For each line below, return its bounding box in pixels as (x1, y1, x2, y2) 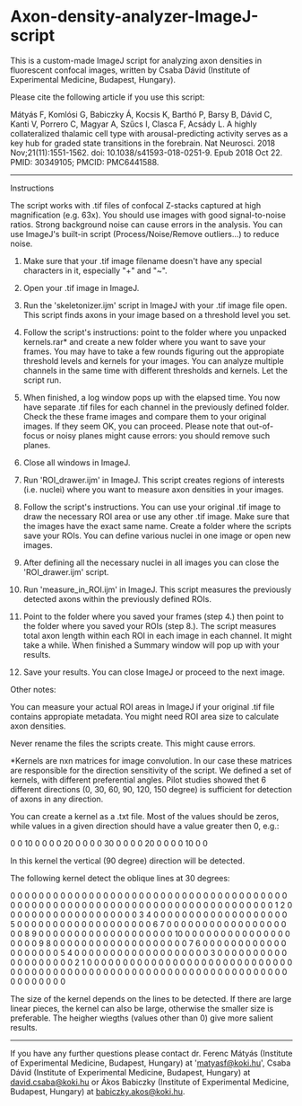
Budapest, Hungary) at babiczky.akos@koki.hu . (10, 1085, 186, 1097)
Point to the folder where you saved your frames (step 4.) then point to (22, 611, 285, 622)
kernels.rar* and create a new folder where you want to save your (22, 336, 267, 347)
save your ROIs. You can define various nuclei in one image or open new (22, 530, 291, 541)
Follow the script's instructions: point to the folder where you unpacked (22, 326, 288, 338)
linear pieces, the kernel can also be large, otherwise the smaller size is (10, 1003, 274, 1013)
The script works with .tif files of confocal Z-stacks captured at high (10, 199, 262, 210)
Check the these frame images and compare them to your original (22, 411, 267, 421)
